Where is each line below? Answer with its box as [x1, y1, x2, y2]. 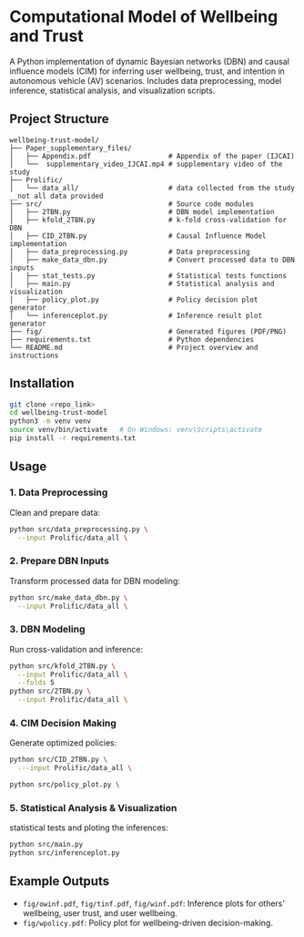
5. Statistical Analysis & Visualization [9, 801, 177, 814]
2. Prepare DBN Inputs [9, 554, 109, 567]
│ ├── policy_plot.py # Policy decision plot [9, 294, 258, 304]
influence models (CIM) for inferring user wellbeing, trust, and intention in [9, 66, 285, 77]
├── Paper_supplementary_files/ [9, 143, 132, 152]
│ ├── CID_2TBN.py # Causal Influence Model [9, 231, 267, 241]
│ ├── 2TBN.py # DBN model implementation [9, 207, 275, 216]
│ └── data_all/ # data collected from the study [9, 183, 296, 192]
